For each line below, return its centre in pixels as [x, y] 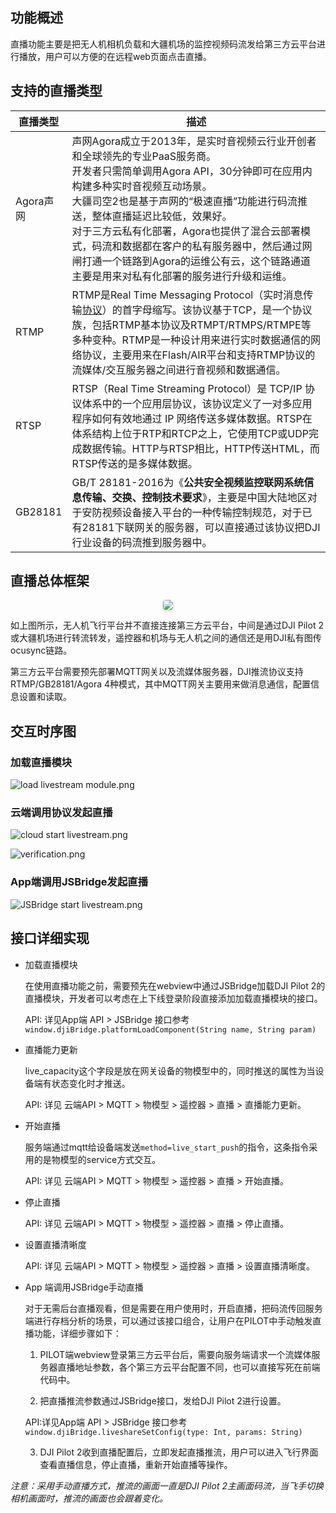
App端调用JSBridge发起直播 [79, 882]
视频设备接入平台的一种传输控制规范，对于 [202, 512]
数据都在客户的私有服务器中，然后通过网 [217, 246]
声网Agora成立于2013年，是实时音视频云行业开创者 [194, 141]
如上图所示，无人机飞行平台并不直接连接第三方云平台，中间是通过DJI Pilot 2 [167, 625]
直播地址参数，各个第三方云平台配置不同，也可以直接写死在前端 [189, 1367]
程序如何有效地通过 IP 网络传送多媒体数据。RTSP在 [192, 418]
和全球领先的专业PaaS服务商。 [144, 156]
